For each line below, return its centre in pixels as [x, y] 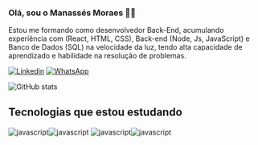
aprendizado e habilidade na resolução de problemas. [97, 56]
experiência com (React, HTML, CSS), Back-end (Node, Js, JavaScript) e [129, 38]
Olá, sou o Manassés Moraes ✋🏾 [72, 13]
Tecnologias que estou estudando [95, 112]
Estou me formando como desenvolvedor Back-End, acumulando [116, 30]
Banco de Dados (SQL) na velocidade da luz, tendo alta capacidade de [125, 47]
